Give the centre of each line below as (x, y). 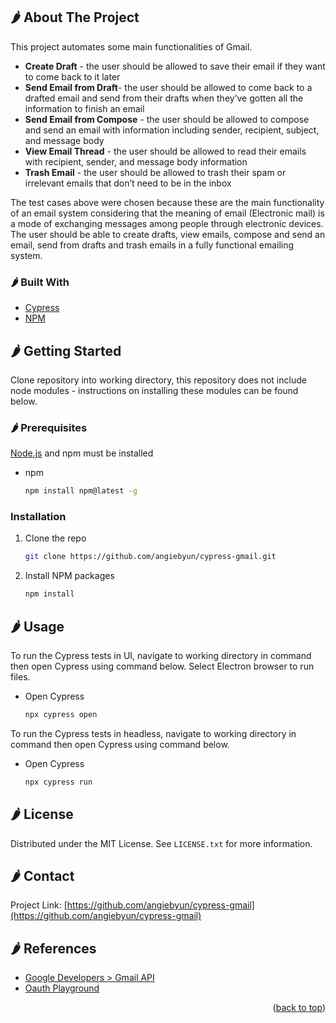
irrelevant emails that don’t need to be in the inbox (128, 183)
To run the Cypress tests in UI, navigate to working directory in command (161, 655)
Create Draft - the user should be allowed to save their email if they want (175, 66)
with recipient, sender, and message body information (136, 161)
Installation (38, 517)
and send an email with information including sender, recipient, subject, (172, 130)
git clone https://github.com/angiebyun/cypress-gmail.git (150, 557)
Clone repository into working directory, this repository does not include (158, 380)
